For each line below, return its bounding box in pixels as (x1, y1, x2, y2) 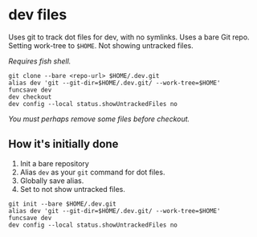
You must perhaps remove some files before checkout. (8, 114, 190, 124)
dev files (8, 6, 67, 24)
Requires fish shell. (8, 56, 71, 66)
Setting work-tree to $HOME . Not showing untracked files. (8, 40, 194, 50)
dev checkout (8, 92, 52, 101)
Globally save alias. (19, 175, 84, 186)
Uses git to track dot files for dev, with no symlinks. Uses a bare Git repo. (8, 32, 251, 42)
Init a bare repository (19, 158, 90, 168)
